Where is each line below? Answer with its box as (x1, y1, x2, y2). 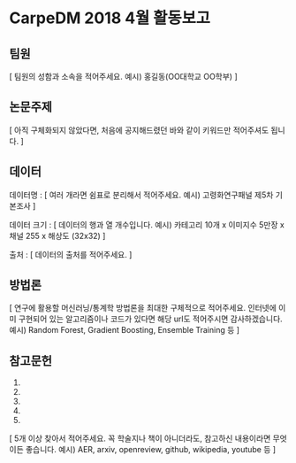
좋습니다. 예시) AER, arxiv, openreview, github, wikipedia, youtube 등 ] (25, 444, 277, 455)
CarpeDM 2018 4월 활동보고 (9, 8, 210, 28)
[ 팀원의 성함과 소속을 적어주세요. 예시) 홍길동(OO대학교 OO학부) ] (9, 72, 239, 81)
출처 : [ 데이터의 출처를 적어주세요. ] (9, 249, 133, 259)
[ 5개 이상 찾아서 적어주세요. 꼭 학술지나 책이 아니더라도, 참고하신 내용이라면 (9, 433, 271, 444)
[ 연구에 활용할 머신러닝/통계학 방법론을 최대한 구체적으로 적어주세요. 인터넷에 (9, 303, 277, 313)
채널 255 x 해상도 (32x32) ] (9, 230, 106, 241)
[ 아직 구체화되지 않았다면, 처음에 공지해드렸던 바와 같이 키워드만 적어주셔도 (9, 125, 269, 135)
